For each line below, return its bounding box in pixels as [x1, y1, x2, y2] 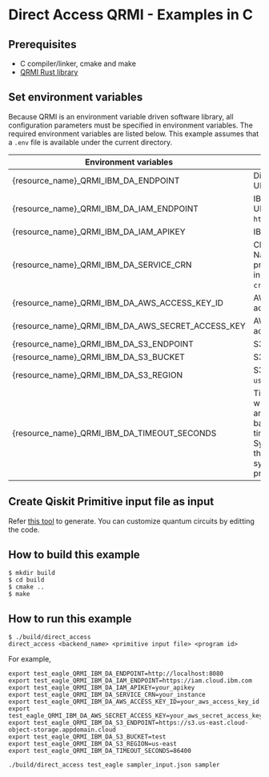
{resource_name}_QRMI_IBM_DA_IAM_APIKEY [12, 226, 186, 237]
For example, [8, 654, 52, 664]
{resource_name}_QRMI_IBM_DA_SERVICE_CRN [12, 259, 192, 270]
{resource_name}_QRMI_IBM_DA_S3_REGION [12, 369, 183, 380]
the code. [8, 524, 40, 534]
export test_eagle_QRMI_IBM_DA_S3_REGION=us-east [8, 740, 178, 748]
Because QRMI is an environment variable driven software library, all [8, 111, 234, 121]
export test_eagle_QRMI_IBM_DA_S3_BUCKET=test [8, 733, 167, 741]
